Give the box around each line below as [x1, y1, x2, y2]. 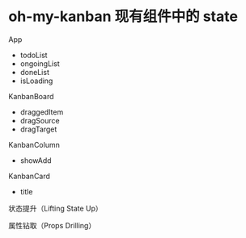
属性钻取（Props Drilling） [8, 220, 96, 230]
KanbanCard [8, 171, 51, 181]
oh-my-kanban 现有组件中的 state [8, 7, 239, 26]
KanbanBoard [8, 91, 54, 101]
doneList [19, 67, 50, 77]
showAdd [19, 155, 52, 165]
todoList [19, 50, 48, 60]
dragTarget [19, 124, 57, 134]
